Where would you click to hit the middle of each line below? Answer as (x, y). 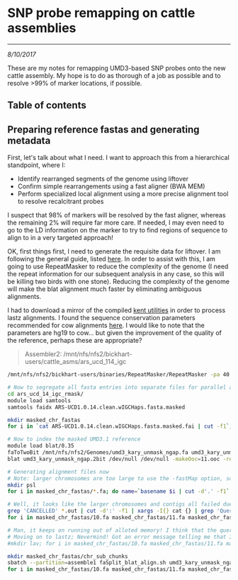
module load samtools (39, 400)
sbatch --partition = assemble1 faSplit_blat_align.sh (87, 563)
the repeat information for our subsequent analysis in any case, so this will (116, 274)
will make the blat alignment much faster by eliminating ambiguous (104, 289)
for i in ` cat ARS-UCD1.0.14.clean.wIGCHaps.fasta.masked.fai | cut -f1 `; (120, 426)
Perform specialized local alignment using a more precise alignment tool (123, 194)
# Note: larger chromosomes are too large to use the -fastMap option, (115, 478)
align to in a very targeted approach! (60, 238)
